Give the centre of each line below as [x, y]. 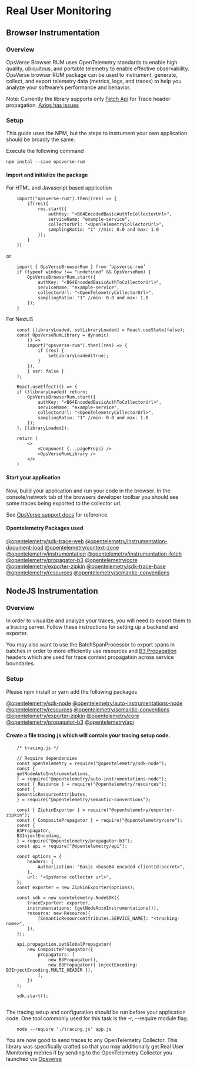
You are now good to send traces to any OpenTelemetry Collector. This [92, 1040]
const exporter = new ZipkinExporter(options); [76, 887]
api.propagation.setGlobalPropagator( [64, 944]
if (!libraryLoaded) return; [52, 392]
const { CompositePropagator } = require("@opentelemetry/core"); [100, 820]
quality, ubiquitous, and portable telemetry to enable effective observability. [98, 68]
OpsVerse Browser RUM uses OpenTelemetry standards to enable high [92, 62]
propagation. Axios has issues [43, 105]
